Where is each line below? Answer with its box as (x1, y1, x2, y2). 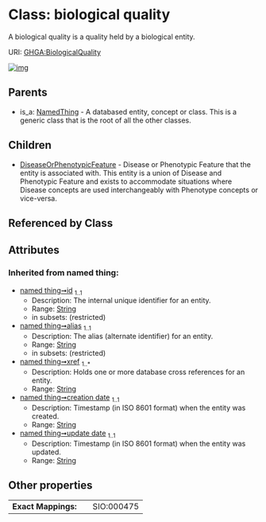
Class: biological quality (8, 6, 171, 24)
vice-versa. (19, 193, 57, 203)
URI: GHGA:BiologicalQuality (8, 47, 102, 56)
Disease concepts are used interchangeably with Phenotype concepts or (19, 185, 259, 194)
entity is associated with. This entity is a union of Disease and (19, 168, 222, 177)
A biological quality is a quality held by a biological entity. (8, 32, 196, 41)
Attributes (8, 243, 60, 257)
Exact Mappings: (12, 501, 77, 512)
